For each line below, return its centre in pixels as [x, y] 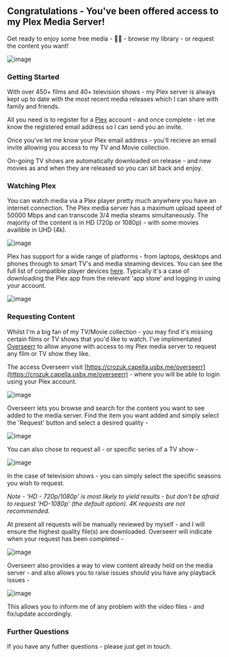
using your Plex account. [42, 381]
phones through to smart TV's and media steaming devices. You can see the [115, 264]
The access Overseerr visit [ [47, 367]
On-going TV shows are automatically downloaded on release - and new [109, 161]
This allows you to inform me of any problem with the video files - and [106, 606]
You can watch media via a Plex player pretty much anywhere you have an [112, 201]
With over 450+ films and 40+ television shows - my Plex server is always [111, 92]
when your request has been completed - [66, 538]
